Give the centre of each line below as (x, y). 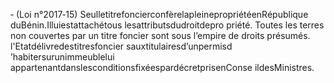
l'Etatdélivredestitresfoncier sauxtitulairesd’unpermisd (121, 46)
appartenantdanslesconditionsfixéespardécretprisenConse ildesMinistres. (162, 67)
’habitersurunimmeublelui (62, 57)
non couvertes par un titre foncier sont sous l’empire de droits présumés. (160, 35)
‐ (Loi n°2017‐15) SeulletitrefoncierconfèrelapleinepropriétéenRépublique (159, 14)
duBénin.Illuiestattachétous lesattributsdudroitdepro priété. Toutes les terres (167, 25)
